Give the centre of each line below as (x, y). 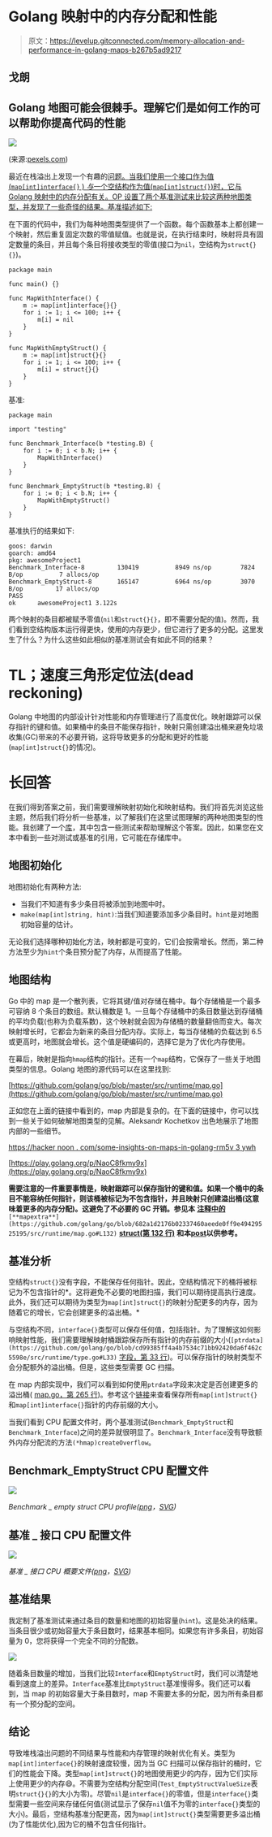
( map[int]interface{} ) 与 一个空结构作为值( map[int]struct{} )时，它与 (125, 187)
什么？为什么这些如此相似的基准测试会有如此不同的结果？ (118, 639)
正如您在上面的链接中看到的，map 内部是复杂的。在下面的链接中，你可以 (130, 1111)
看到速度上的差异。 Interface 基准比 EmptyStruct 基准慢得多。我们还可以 (126, 1683)
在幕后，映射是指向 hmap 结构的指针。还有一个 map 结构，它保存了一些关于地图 (135, 1059)
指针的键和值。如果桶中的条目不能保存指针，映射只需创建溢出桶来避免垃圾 (139, 727)
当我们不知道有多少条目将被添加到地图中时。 (95, 903)
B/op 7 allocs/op (54, 575)
